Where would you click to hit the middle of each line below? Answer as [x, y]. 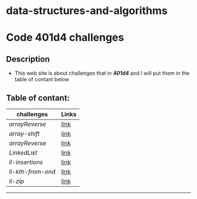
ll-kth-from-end [32, 172]
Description [28, 59]
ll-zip [17, 181]
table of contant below [42, 80]
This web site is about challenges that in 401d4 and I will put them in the [102, 73]
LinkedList [23, 152]
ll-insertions [26, 162]
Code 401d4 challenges [65, 38]
